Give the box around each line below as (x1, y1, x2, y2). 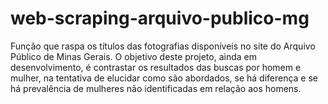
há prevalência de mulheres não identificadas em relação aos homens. (10, 82, 302, 94)
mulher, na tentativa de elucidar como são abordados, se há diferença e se (10, 72, 319, 84)
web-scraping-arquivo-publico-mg (10, 7, 310, 30)
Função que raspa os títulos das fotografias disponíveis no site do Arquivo (10, 40, 316, 52)
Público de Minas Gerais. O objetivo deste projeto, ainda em (10, 50, 257, 62)
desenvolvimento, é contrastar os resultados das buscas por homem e (10, 61, 302, 73)
